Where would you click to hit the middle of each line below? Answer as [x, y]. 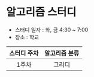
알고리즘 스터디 [41, 12]
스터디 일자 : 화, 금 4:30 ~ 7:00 [51, 30]
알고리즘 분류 [62, 53]
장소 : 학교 [27, 37]
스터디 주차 [24, 53]
